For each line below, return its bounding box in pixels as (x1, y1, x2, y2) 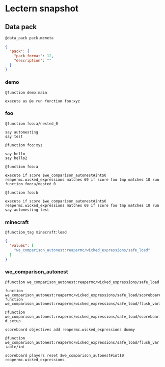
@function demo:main (5, 90, 48, 95)
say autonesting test (5, 207, 50, 212)
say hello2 (5, 156, 27, 161)
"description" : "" (14, 58, 52, 63)
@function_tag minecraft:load (5, 230, 67, 235)
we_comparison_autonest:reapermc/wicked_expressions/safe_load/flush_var (5, 340, 160, 345)
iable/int (5, 344, 26, 349)
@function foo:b (5, 190, 38, 195)
